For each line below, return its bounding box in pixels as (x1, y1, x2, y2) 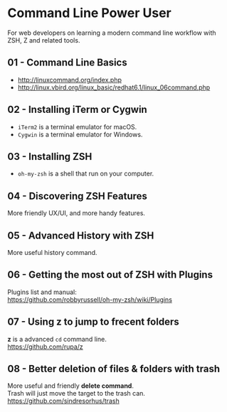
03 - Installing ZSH (7, 151, 93, 163)
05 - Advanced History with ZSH (7, 229, 154, 242)
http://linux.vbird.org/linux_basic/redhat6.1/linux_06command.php (17, 83, 211, 92)
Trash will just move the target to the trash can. (7, 389, 146, 398)
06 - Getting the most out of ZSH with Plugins (7, 269, 213, 281)
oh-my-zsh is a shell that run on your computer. (17, 169, 154, 178)
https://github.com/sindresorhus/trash (7, 396, 120, 406)
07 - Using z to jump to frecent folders (7, 316, 179, 328)
